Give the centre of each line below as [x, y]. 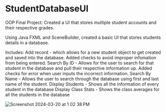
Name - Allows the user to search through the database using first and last [82, 79]
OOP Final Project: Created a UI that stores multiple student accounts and [81, 22]
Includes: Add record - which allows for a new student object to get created [83, 52]
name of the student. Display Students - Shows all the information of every [82, 84]
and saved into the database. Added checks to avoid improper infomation [81, 57]
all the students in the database [37, 95]
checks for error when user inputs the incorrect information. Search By [78, 73]
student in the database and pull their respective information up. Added [79, 68]
